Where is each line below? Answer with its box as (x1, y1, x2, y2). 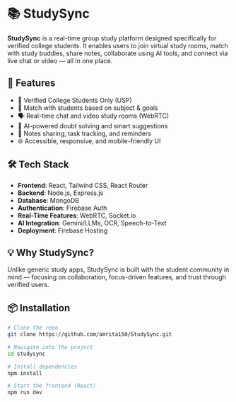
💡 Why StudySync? (7, 246, 94, 259)
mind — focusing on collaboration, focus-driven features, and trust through (7, 273, 226, 281)
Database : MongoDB (17, 196, 80, 204)
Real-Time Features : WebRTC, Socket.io (17, 211, 136, 220)
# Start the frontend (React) (7, 382, 97, 390)
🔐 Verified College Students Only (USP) (17, 96, 132, 104)
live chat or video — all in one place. (7, 56, 113, 65)
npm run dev (7, 389, 42, 396)
